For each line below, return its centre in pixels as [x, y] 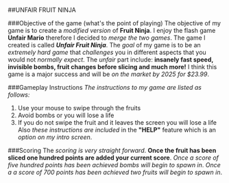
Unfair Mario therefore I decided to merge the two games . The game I [107, 38]
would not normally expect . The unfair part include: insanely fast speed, [111, 60]
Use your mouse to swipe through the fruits [79, 108]
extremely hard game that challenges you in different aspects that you [107, 52]
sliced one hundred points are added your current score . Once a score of [113, 158]
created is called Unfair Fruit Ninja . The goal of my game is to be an [104, 45]
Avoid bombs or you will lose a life [66, 115]
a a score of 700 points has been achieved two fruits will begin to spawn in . [115, 172]
